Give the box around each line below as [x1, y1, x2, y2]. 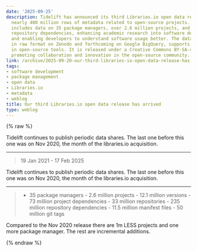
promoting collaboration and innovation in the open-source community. [11, 52, 191, 58]
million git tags [29, 211, 65, 218]
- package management [6, 74, 59, 80]
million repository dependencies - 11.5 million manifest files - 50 [29, 204, 184, 211]
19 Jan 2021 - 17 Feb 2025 [20, 157, 84, 164]
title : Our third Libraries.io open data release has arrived [6, 101, 161, 107]
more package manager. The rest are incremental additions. [6, 228, 151, 235]
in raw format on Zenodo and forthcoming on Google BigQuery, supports [11, 42, 191, 48]
